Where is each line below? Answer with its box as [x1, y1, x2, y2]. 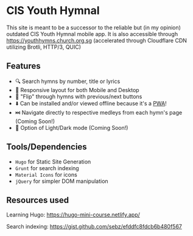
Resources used [6, 195, 69, 205]
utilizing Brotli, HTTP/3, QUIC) [6, 43, 81, 51]
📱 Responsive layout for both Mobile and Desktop [15, 86, 139, 93]
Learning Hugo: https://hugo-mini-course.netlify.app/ [6, 211, 140, 218]
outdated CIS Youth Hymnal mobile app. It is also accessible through [6, 30, 178, 37]
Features [6, 61, 41, 71]
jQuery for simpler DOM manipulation [15, 177, 108, 185]
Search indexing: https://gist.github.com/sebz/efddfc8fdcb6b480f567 [6, 223, 183, 231]
